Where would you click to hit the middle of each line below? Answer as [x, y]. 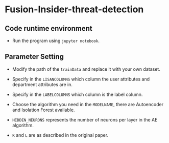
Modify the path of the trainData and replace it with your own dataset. [86, 69]
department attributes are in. [42, 84]
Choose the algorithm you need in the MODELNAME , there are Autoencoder [88, 104]
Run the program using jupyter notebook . [56, 40]
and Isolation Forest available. [43, 110]
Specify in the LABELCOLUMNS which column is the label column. [77, 94]
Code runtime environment [49, 28]
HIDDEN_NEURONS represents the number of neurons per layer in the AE [85, 119]
